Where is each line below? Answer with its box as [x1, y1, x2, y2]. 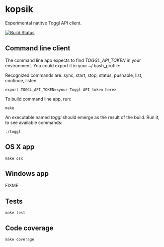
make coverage [5, 237, 35, 242]
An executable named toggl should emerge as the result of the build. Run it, [5, 114, 160, 120]
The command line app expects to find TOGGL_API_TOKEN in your [5, 57, 141, 63]
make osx [5, 156, 23, 161]
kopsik [5, 3, 33, 15]
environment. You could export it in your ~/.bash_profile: [5, 62, 121, 68]
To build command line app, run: [5, 96, 71, 102]
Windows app [5, 169, 49, 178]
